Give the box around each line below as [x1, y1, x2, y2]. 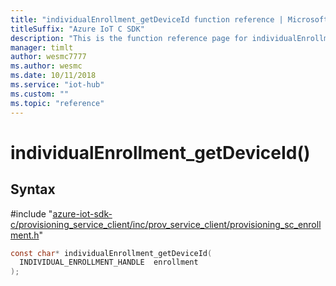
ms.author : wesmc [10, 61, 83, 71]
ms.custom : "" [10, 89, 70, 99]
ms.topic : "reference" [10, 98, 105, 108]
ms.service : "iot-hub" [10, 80, 105, 90]
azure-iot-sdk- [52, 207, 113, 220]
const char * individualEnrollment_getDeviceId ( [10, 248, 213, 258]
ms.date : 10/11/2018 [10, 71, 97, 81]
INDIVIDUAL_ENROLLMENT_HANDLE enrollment [19, 257, 199, 268]
